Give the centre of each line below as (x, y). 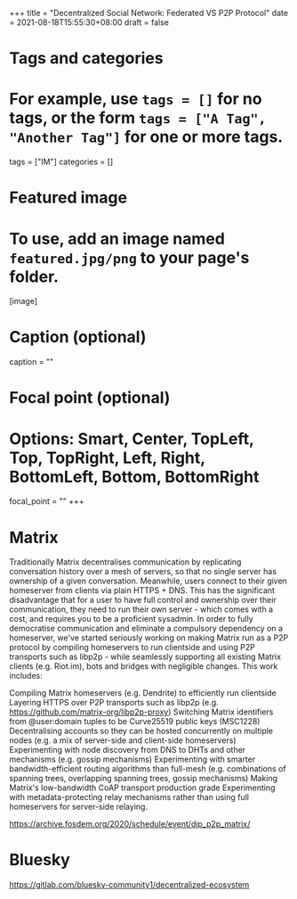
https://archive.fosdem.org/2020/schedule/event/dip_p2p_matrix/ (130, 824)
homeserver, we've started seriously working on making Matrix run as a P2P (149, 638)
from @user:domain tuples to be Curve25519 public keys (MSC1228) (135, 722)
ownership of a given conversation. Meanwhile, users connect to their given (148, 581)
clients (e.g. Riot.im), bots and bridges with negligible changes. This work (144, 666)
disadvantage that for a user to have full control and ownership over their (143, 600)
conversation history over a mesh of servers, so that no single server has (143, 572)
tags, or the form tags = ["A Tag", (138, 118)
